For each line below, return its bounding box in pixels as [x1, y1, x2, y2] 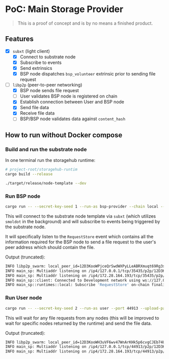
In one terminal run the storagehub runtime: [5, 157, 96, 163]
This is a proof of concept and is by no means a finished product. [17, 20, 153, 26]
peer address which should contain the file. [5, 244, 95, 250]
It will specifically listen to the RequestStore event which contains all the [5, 233, 153, 239]
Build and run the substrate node [5, 146, 87, 153]
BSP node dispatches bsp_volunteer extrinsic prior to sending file [20, 71, 156, 76]
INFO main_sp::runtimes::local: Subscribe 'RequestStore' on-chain [5, 283, 150, 288]
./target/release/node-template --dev [5, 181, 87, 186]
